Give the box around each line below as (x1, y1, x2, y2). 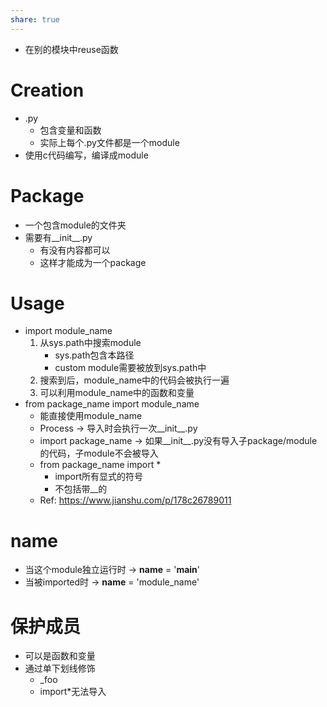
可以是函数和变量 (24, 650, 96, 662)
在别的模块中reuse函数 (24, 43, 119, 55)
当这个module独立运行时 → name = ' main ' (24, 564, 201, 576)
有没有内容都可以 (39, 244, 111, 256)
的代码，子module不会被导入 (39, 447, 159, 460)
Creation (10, 79, 85, 101)
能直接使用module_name (39, 410, 143, 422)
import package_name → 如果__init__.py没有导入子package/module (39, 435, 318, 447)
